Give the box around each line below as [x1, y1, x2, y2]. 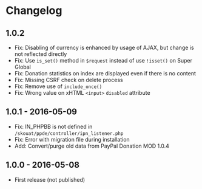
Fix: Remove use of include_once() [14, 83, 103, 90]
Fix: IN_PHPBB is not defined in [14, 123, 93, 130]
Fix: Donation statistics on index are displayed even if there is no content [14, 70, 197, 77]
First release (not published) [14, 176, 86, 183]
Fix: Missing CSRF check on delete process [14, 77, 123, 83]
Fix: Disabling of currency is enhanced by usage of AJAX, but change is [14, 44, 195, 51]
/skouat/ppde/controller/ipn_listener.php [14, 130, 124, 137]
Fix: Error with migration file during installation [14, 136, 130, 143]
